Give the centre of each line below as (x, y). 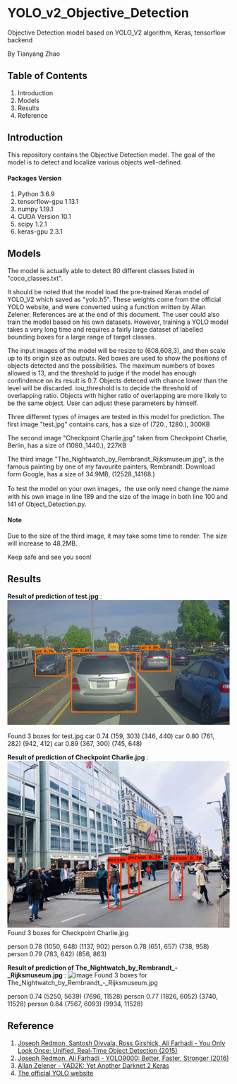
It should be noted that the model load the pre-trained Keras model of (108, 291)
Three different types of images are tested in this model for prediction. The (116, 416)
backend (20, 40)
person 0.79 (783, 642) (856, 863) (57, 954)
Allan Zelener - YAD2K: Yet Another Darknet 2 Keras (93, 1065)
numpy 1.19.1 (35, 209)
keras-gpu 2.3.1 (40, 231)
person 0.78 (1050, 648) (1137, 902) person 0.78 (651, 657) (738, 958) (108, 946)
